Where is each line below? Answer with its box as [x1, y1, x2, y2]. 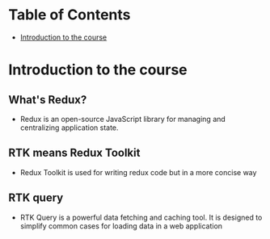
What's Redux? [8, 93, 87, 107]
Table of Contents [8, 6, 131, 24]
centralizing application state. [19, 123, 119, 132]
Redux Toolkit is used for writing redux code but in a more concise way [19, 167, 257, 177]
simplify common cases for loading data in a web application [19, 220, 223, 231]
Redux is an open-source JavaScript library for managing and [19, 114, 226, 124]
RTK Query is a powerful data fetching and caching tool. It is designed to [19, 212, 263, 222]
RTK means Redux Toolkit [8, 146, 141, 160]
